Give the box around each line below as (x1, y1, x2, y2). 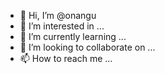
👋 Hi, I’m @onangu (19, 10, 97, 21)
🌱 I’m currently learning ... (19, 31, 127, 42)
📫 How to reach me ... (19, 53, 113, 64)
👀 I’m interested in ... (19, 20, 105, 32)
